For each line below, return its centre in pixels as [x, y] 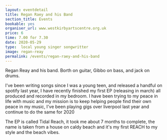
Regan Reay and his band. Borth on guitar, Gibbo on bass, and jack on [77, 70]
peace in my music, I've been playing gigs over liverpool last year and [77, 107]
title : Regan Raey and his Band [39, 14]
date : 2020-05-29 [23, 42]
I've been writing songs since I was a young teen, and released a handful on [84, 85]
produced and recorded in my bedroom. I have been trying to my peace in [81, 96]
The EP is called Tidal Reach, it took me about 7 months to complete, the [80, 122]
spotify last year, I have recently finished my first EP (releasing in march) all [83, 91]
